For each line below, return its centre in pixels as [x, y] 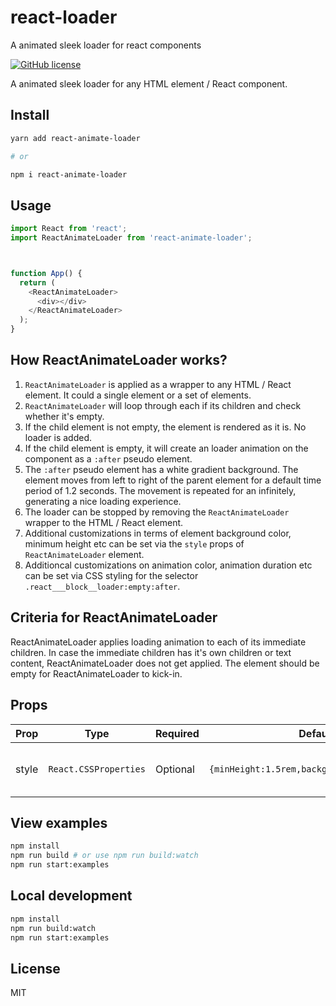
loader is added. [58, 437]
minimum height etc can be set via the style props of [134, 543]
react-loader [64, 17]
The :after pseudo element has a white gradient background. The [161, 469]
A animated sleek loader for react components [106, 45]
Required [177, 733]
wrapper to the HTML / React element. [104, 522]
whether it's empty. [64, 416]
